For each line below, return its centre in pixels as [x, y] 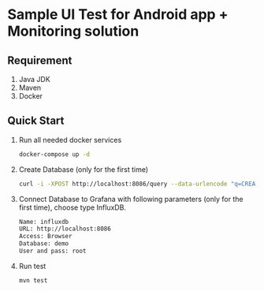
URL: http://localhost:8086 [65, 229]
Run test [32, 266]
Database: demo [44, 244]
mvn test [33, 280]
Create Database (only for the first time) [84, 169]
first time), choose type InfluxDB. [73, 207]
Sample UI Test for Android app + [118, 15]
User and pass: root [52, 251]
